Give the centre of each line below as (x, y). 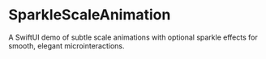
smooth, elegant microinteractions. (66, 45)
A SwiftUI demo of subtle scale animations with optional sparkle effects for (133, 37)
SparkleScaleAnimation (90, 15)
